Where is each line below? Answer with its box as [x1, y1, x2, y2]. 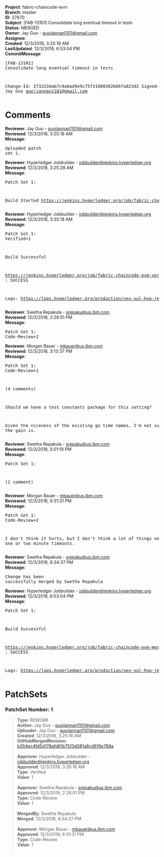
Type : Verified [17, 769, 46, 775]
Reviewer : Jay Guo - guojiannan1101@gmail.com [5, 126, 103, 131]
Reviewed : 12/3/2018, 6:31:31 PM [5, 498, 72, 504]
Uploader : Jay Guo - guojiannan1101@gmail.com [17, 728, 115, 733]
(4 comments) [5, 386, 37, 391]
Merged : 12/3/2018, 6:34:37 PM [17, 816, 82, 822]
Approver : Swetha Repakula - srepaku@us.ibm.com [17, 785, 123, 791]
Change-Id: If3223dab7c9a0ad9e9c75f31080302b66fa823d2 [5, 84, 139, 89]
